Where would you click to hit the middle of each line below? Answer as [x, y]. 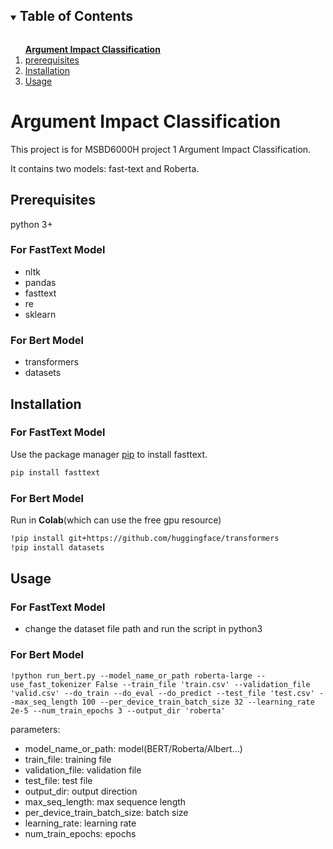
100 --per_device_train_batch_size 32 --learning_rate [198, 702]
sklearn [40, 314]
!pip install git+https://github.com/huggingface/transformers [145, 539]
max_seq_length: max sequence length [105, 801]
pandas [40, 282]
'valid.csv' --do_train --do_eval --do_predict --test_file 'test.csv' [162, 693]
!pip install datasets [57, 547]
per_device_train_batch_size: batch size [106, 812]
